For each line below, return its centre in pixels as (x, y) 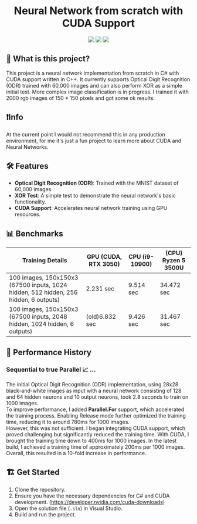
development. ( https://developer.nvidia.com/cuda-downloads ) (90, 502)
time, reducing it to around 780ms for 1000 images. (68, 422)
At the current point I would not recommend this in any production (86, 134)
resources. (28, 214)
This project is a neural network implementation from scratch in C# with (93, 73)
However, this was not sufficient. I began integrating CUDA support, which (96, 428)
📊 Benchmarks (35, 233)
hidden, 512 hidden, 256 (43, 292)
